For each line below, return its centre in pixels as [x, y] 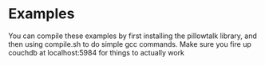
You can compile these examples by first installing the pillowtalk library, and [133, 36]
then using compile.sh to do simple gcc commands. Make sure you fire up [130, 44]
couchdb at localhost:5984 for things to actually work [97, 52]
